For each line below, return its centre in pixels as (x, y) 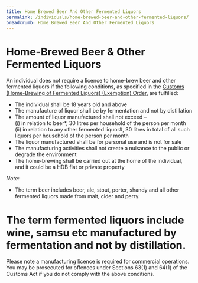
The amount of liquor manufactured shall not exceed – (81, 117)
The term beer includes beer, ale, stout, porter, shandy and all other (97, 190)
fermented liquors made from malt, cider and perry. (77, 196)
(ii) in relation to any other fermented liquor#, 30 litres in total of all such (102, 130)
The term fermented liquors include (95, 220)
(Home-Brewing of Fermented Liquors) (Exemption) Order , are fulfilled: (92, 93)
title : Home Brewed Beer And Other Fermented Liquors (74, 11)
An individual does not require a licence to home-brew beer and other (91, 81)
